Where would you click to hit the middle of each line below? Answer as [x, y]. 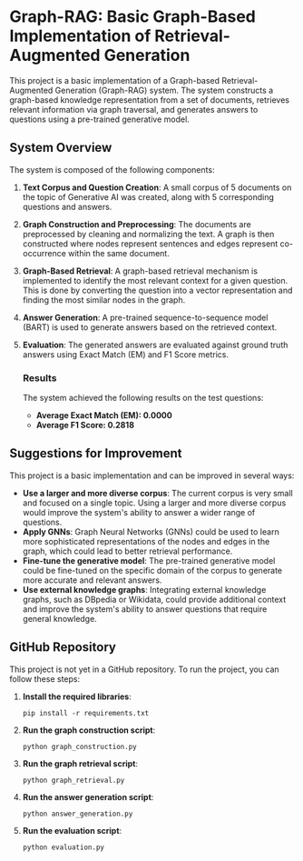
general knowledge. [59, 618]
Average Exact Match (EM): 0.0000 [104, 415]
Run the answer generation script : [88, 796]
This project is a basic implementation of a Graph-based [115, 80]
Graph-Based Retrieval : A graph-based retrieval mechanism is [140, 271]
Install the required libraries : [77, 696]
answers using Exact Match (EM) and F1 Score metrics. [126, 354]
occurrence [44, 253]
